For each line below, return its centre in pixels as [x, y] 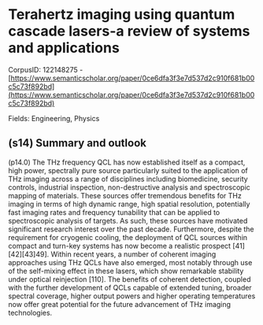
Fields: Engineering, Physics [54, 118]
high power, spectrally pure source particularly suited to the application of [128, 170]
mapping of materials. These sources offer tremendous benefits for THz [125, 195]
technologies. [30, 312]
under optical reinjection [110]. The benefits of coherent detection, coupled [130, 279]
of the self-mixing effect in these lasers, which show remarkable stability [126, 271]
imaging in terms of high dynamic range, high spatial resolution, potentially [129, 204]
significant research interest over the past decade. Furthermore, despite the [131, 229]
